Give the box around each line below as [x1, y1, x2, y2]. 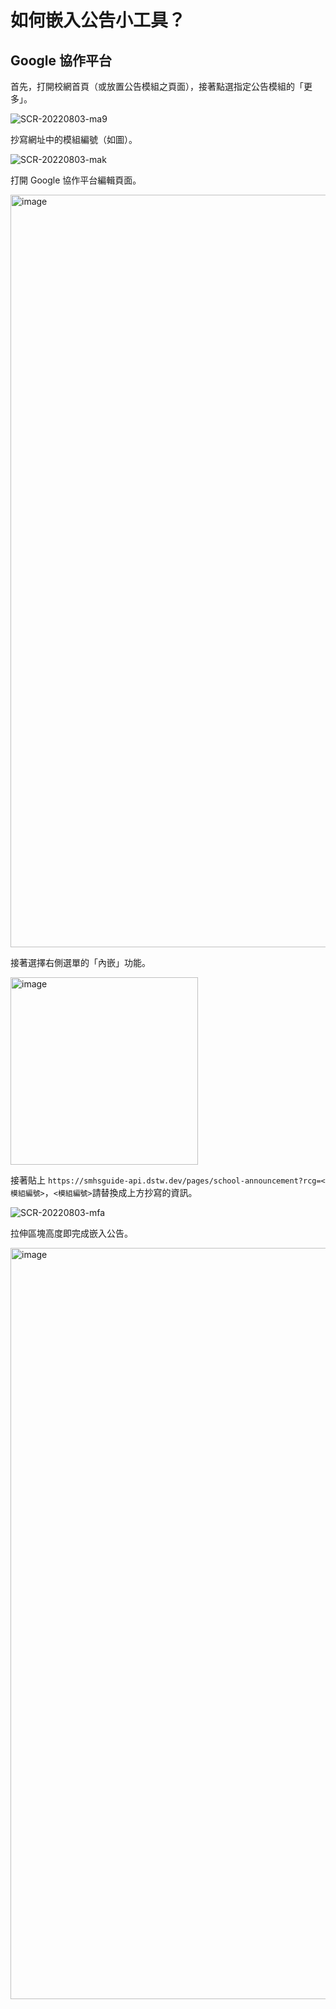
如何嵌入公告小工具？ [10, 9, 187, 32]
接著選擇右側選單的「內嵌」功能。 [10, 957, 151, 968]
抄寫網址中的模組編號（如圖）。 [10, 134, 138, 145]
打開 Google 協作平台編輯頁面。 [10, 174, 142, 186]
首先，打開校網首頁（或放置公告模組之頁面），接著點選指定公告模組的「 [10, 81, 304, 92]
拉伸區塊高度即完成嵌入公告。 [10, 1227, 133, 1239]
